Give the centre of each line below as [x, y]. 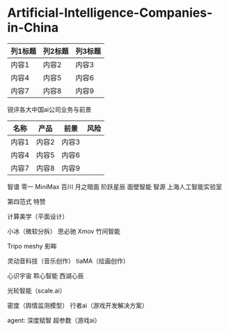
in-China [33, 28]
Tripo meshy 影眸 [32, 246]
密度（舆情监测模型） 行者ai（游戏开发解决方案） [78, 305]
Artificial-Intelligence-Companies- [110, 13]
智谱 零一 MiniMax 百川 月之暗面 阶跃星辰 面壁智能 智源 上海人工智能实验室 [115, 186]
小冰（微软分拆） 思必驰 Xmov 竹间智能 [64, 231]
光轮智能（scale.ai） [37, 290]
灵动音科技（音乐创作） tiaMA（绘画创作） [69, 260]
